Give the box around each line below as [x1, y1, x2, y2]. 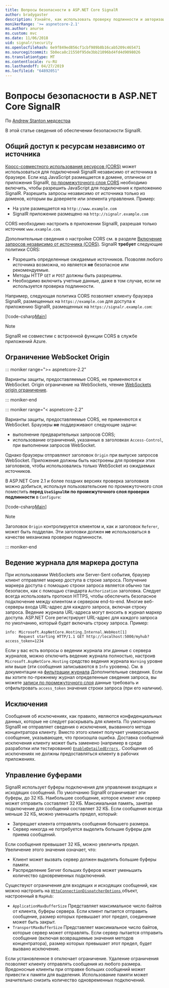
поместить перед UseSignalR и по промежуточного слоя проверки [5, 488, 149, 495]
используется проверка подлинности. [12, 283, 95, 289]
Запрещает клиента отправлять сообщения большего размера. [12, 821, 150, 826]
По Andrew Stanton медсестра [5, 117, 71, 124]
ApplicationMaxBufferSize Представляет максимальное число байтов [12, 903, 162, 909]
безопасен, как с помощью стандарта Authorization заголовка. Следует [5, 588, 161, 594]
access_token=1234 [5, 638, 44, 644]
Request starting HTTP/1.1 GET [18, 634, 84, 639]
